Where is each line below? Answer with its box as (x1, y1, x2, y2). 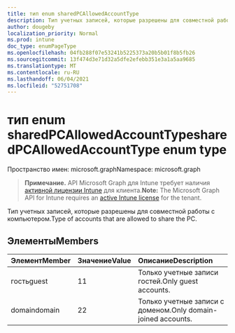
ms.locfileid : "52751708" (7, 82, 83, 89)
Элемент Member (10, 256, 71, 265)
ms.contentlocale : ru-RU (7, 69, 80, 76)
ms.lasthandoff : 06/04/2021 (7, 75, 90, 83)
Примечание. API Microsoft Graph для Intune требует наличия (24, 179, 211, 187)
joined (138, 314, 159, 323)
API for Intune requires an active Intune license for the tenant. (24, 193, 202, 202)
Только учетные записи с (138, 297, 225, 306)
